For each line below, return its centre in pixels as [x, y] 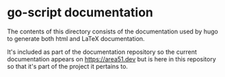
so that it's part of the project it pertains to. [68, 66]
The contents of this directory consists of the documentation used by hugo [113, 31]
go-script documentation [80, 13]
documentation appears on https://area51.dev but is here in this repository [112, 59]
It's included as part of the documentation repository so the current [102, 52]
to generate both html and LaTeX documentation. [76, 38]
